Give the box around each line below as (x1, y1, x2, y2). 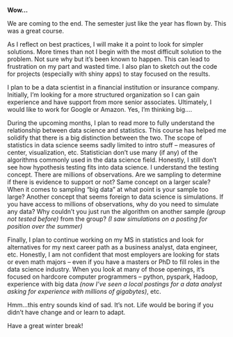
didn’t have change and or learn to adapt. (7, 309, 126, 316)
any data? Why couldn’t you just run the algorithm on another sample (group (7, 208, 226, 215)
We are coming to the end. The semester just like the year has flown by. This (7, 19, 227, 27)
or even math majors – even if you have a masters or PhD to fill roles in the (7, 258, 220, 266)
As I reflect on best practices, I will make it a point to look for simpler (7, 40, 204, 48)
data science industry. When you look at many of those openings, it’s (7, 265, 205, 273)
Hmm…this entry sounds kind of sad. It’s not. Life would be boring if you (7, 301, 214, 309)
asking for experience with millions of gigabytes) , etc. (7, 288, 161, 295)
